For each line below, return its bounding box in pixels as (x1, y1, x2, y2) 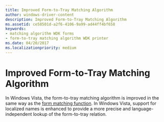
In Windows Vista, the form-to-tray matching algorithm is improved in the (5, 95, 159, 101)
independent (5, 111, 32, 117)
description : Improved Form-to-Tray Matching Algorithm (5, 17, 127, 22)
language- (132, 105, 154, 112)
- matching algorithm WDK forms (5, 31, 74, 36)
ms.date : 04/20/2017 (5, 41, 50, 46)
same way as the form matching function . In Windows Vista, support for (5, 100, 157, 106)
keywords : (5, 26, 27, 32)
